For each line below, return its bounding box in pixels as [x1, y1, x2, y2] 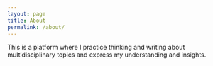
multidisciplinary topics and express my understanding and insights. [7, 50, 207, 59]
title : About [7, 17, 46, 24]
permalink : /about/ [7, 23, 65, 31]
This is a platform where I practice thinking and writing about [7, 43, 185, 52]
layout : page [7, 10, 46, 18]
